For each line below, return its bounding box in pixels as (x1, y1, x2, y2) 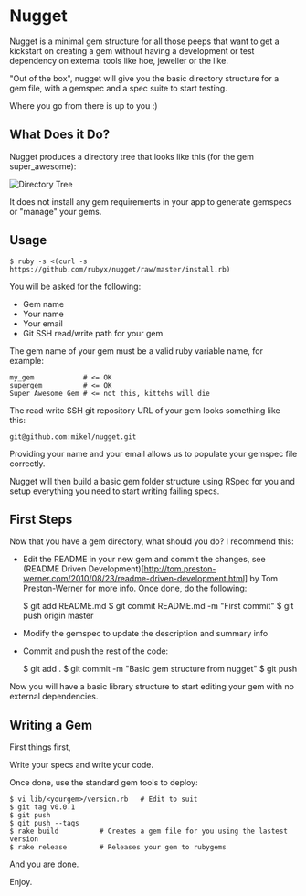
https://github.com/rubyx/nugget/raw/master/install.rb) (9, 264, 231, 274)
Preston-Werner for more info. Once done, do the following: (22, 582, 248, 594)
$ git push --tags (9, 819, 79, 828)
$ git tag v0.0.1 (9, 803, 76, 812)
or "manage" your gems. (9, 206, 102, 217)
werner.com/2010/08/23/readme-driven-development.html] (22, 573, 248, 584)
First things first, (9, 741, 71, 752)
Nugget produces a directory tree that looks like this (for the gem (9, 151, 254, 162)
